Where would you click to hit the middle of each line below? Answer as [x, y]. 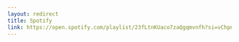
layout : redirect [33, 14]
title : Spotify [30, 21]
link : [15, 27]
